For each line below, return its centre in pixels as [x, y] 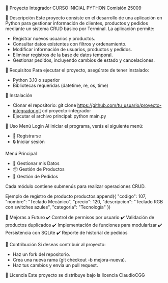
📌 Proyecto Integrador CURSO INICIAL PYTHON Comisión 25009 [73, 8]
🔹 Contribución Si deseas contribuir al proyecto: [55, 244]
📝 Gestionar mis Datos [36, 163]
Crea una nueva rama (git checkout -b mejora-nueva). [69, 260]
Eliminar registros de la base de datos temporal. [63, 55]
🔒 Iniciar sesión [29, 141]
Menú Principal [21, 154]
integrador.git [27, 111]
